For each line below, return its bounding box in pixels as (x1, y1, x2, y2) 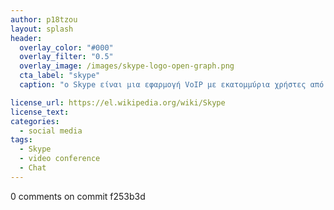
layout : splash (10, 24, 74, 34)
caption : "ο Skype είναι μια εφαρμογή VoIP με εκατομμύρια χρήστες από (19, 80, 325, 90)
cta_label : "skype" (19, 71, 101, 81)
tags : (10, 135, 33, 145)
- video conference (19, 154, 101, 164)
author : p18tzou (10, 14, 78, 25)
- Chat (19, 163, 47, 173)
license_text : (10, 107, 70, 117)
